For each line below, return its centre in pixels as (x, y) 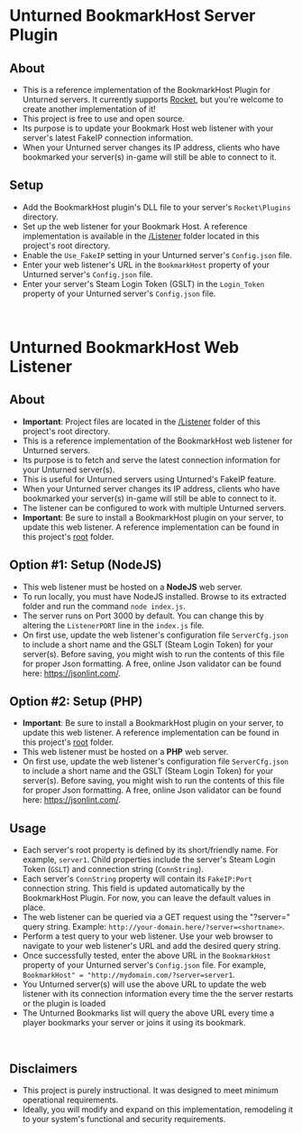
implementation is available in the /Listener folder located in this (141, 236)
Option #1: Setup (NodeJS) (86, 565)
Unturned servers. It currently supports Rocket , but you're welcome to (153, 99)
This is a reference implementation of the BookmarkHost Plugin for (146, 90)
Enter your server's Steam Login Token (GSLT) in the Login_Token (143, 283)
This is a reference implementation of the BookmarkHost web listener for (157, 441)
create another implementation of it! (89, 109)
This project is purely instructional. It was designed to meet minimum (151, 1091)
